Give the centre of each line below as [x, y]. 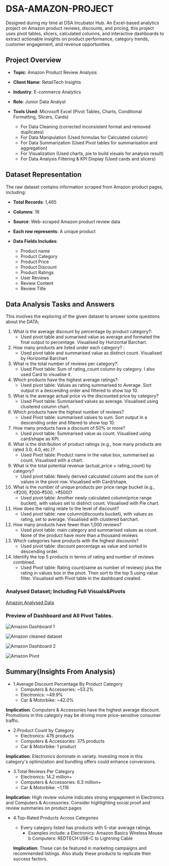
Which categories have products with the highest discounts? [76, 541]
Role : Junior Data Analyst [39, 101]
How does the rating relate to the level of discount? [66, 508]
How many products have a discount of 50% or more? [69, 428]
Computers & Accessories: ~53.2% [57, 689]
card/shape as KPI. [40, 439]
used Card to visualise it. [46, 375]
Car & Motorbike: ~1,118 [45, 787]
